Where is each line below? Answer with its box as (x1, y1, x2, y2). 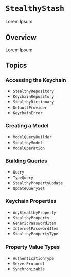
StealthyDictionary (12, 100, 54, 105)
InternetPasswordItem (12, 226, 58, 231)
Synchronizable (12, 266, 45, 272)
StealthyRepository (12, 89, 54, 94)
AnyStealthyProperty (12, 210, 56, 215)
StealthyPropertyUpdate (12, 181, 63, 186)
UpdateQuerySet (12, 186, 45, 191)
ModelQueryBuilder (12, 134, 52, 140)
